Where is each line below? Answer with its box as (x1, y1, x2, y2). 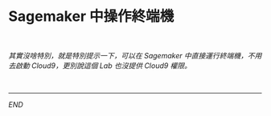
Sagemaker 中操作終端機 (8, 7, 175, 26)
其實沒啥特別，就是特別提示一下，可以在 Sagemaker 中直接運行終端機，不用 (8, 50, 262, 60)
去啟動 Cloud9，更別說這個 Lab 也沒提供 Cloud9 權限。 (8, 61, 191, 70)
